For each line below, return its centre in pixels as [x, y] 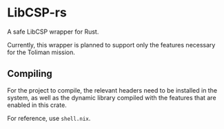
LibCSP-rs [37, 13]
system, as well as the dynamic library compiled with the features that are [112, 97]
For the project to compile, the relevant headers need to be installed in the [112, 90]
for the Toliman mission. [41, 52]
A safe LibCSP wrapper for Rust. [53, 32]
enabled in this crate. [37, 105]
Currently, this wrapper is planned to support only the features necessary [111, 45]
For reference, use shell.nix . [49, 118]
